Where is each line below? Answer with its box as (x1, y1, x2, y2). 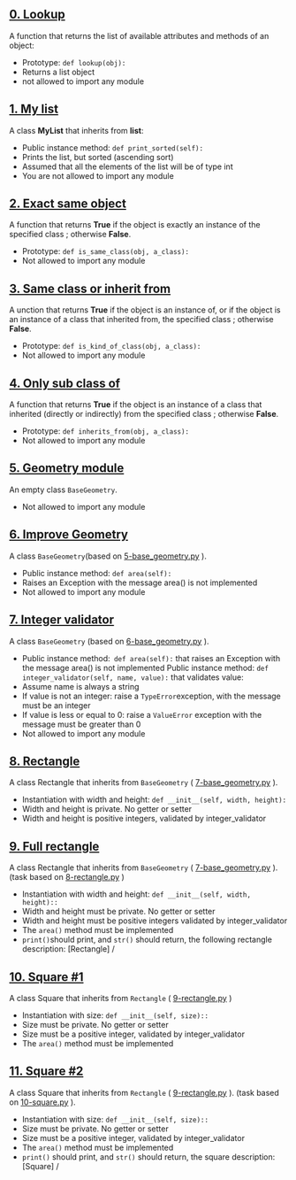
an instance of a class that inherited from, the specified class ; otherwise (9, 314, 274, 325)
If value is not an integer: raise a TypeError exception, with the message (21, 690, 281, 701)
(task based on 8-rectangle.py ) (9, 872, 125, 883)
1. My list (9, 102, 59, 117)
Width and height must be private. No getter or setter (21, 906, 216, 917)
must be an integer (21, 699, 91, 711)
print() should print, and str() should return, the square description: (21, 1151, 276, 1162)
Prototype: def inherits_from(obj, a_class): (21, 426, 190, 436)
